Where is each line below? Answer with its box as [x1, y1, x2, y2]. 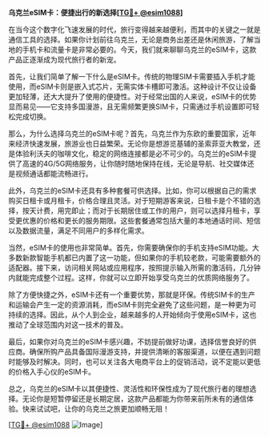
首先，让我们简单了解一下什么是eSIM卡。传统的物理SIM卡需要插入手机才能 [8, 72, 255, 81]
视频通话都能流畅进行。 [14, 169, 93, 178]
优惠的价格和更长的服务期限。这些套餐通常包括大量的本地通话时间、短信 [22, 216, 261, 225]
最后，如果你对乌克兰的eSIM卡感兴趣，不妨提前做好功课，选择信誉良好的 [8, 337, 250, 347]
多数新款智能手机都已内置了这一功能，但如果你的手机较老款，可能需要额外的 [8, 253, 261, 263]
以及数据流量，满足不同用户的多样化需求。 [8, 226, 149, 235]
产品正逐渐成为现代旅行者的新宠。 [8, 55, 121, 64]
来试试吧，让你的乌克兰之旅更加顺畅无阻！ [29, 404, 170, 413]
